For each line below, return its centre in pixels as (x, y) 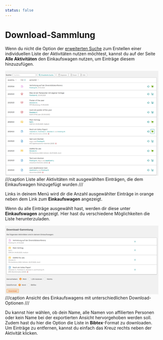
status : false (19, 10)
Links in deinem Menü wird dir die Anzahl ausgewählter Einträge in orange (80, 194)
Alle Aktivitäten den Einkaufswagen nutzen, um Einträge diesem (70, 59)
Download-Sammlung (50, 35)
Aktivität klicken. (21, 333)
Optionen (14, 303)
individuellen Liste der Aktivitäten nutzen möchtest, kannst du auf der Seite (80, 54)
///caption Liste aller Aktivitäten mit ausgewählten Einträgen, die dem (74, 179)
